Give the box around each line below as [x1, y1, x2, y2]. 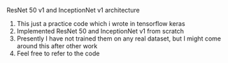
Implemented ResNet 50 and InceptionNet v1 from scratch [16, 27, 185, 35]
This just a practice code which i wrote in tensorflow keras [16, 20, 186, 27]
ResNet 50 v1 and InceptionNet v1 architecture [6, 6, 141, 14]
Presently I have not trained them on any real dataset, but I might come [16, 34, 222, 43]
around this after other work [16, 42, 98, 50]
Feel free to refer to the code [16, 49, 100, 57]
